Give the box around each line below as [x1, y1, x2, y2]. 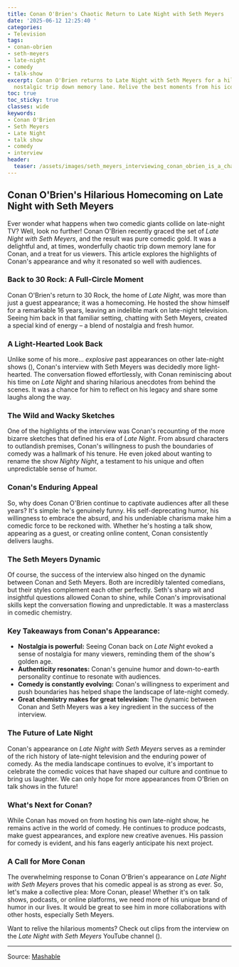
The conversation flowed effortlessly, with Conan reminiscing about [33, 370, 232, 379]
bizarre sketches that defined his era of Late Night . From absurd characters [7, 434, 229, 443]
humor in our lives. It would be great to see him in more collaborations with [7, 903, 226, 911]
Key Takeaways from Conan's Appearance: [7, 626, 160, 636]
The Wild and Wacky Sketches [7, 411, 115, 421]
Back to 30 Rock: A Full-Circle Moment [7, 275, 144, 285]
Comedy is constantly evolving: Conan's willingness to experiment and [17, 680, 230, 689]
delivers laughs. [7, 536, 54, 545]
